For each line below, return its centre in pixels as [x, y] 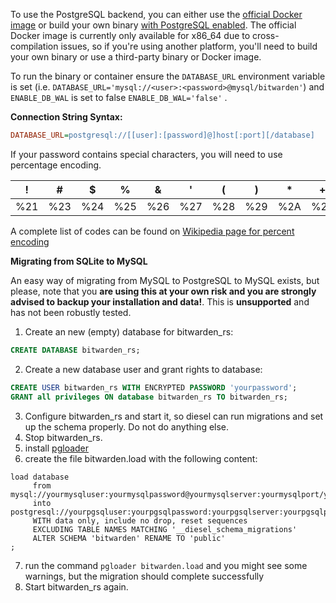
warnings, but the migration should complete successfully [144, 576]
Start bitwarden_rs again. [76, 586]
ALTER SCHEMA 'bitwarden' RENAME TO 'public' [129, 538]
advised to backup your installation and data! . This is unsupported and [160, 301]
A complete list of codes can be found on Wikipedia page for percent [152, 231]
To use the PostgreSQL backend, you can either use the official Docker [156, 14]
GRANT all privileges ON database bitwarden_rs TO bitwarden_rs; [149, 397]
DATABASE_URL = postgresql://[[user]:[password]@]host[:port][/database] [162, 135]
